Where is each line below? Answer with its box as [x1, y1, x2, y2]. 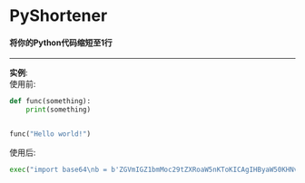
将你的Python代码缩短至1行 [9, 37, 113, 48]
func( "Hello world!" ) [9, 130, 92, 139]
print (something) [25, 105, 92, 114]
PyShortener [9, 5, 108, 26]
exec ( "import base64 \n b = [9, 165, 107, 175]
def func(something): [9, 97, 92, 106]
